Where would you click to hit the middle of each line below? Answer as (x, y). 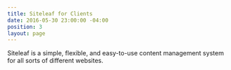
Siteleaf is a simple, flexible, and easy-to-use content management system (115, 53)
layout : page (26, 33)
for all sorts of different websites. (55, 61)
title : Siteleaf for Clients (50, 14)
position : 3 (25, 27)
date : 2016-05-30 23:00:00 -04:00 (58, 20)
